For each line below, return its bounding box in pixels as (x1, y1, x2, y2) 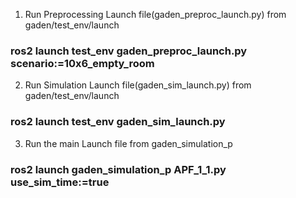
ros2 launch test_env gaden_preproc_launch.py (10, 44, 248, 58)
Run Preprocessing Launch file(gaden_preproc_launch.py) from (24, 9, 287, 20)
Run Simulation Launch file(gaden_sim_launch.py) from (24, 79, 252, 91)
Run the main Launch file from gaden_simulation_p (24, 137, 233, 149)
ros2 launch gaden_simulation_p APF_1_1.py (10, 162, 227, 176)
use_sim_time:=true (10, 175, 110, 189)
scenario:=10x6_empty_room (10, 56, 155, 70)
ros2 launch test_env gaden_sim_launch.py (10, 115, 226, 129)
